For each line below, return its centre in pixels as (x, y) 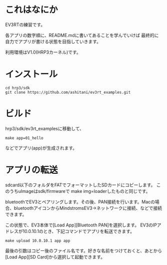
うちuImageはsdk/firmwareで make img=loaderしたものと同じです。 (80, 191)
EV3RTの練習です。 (25, 25)
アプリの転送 (32, 170)
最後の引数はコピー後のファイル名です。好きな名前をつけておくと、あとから (84, 250)
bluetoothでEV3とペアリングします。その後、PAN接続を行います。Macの (80, 202)
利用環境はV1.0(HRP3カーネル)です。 (43, 52)
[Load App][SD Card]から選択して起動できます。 (55, 257)
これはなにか (32, 10)
